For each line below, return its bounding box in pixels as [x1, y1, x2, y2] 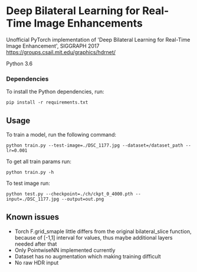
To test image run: [6, 180, 50, 187]
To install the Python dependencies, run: [6, 88, 104, 95]
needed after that [14, 240, 57, 247]
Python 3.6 [6, 60, 33, 67]
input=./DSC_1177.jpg [6, 196, 60, 203]
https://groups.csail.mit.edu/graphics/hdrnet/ [6, 48, 116, 55]
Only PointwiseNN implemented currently [14, 246, 116, 254]
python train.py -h [6, 170, 54, 175]
